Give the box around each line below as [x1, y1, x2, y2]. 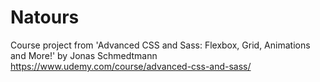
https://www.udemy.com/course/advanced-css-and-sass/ [10, 60, 252, 72]
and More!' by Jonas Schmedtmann [10, 49, 158, 61]
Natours [10, 6, 80, 29]
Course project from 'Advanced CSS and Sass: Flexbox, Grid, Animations [10, 39, 311, 51]
